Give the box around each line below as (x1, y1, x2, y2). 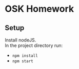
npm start (12, 59, 34, 64)
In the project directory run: (5, 42, 63, 49)
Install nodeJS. (5, 37, 36, 43)
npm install (12, 53, 38, 58)
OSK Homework (5, 3, 74, 15)
